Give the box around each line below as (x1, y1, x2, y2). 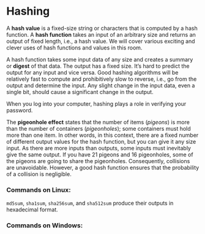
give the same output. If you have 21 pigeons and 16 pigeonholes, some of (6, 151, 194, 158)
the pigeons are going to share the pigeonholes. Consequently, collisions (6, 157, 190, 164)
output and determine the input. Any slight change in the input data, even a (6, 81, 195, 89)
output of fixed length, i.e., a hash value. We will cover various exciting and (6, 37, 195, 45)
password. (6, 106, 33, 114)
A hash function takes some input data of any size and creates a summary (6, 56, 193, 63)
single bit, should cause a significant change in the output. (6, 88, 154, 95)
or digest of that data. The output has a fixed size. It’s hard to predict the (6, 62, 190, 70)
